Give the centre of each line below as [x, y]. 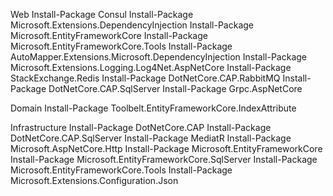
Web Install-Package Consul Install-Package [102, 14]
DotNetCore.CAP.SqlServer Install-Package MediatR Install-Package [151, 138]
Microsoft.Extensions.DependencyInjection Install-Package [132, 25]
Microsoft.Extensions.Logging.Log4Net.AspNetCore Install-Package [151, 67]
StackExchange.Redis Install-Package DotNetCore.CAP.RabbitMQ [145, 78]
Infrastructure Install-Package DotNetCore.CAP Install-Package [141, 127]
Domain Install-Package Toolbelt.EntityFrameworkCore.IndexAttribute [153, 108]
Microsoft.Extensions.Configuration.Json [94, 180]
